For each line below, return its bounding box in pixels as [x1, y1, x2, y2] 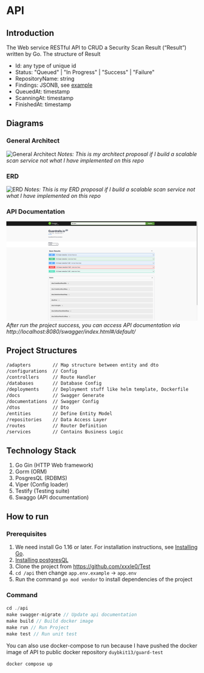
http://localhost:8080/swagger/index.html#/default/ [6, 328, 136, 335]
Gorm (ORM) [15, 468, 47, 475]
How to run [6, 511, 49, 522]
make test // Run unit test [6, 631, 78, 637]
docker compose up [6, 661, 53, 667]
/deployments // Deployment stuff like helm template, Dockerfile [6, 387, 189, 393]
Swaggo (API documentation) [15, 494, 89, 501]
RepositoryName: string [15, 75, 75, 82]
